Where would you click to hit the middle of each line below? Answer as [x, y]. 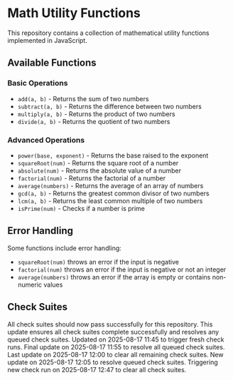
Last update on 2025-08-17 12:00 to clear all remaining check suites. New [115, 354]
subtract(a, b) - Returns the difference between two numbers [110, 106]
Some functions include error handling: [65, 248]
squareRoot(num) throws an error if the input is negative [98, 262]
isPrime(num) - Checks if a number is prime [81, 208]
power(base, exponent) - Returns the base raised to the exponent [113, 155]
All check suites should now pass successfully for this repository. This [110, 324]
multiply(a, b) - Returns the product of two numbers [96, 114]
